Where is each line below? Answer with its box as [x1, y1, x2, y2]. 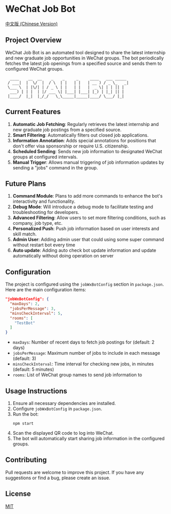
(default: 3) [12, 355, 37, 361]
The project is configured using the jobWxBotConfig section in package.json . [5, 281, 164, 287]
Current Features [5, 108, 61, 116]
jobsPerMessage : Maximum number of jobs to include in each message [12, 350, 160, 356]
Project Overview [5, 36, 62, 45]
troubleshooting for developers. [12, 209, 80, 216]
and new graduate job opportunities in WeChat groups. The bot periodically [5, 55, 164, 61]
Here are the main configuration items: [5, 287, 86, 293]
